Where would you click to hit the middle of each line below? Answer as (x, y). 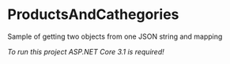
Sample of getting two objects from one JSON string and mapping (115, 36)
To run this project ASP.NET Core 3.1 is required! (86, 51)
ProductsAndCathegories (93, 15)
